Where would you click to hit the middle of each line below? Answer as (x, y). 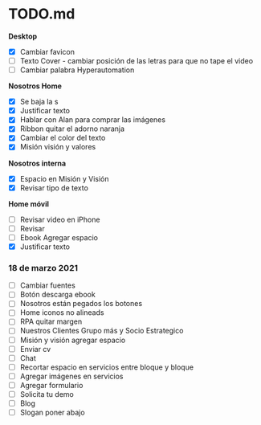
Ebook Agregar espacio (59, 237)
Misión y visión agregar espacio (73, 340)
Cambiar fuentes (48, 285)
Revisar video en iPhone (60, 219)
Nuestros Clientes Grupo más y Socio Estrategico (102, 331)
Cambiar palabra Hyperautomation (77, 70)
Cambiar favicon (47, 51)
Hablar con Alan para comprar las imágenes (93, 120)
